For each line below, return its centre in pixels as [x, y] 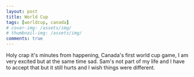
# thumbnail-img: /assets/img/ [44, 33]
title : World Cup [27, 17]
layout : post [22, 11]
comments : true [25, 38]
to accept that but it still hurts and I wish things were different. [81, 67]
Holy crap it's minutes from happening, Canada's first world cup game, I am [97, 55]
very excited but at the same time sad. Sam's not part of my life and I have [96, 61]
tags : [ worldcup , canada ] [37, 22]
